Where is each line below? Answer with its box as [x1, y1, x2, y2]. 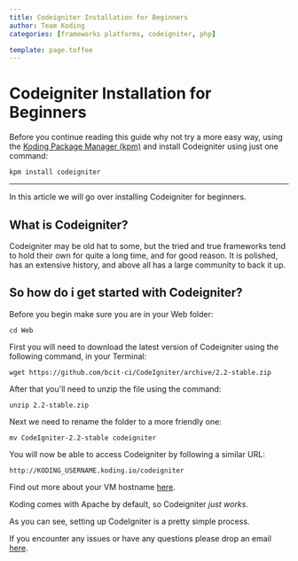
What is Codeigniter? [9, 217, 129, 232]
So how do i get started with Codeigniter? [9, 285, 243, 300]
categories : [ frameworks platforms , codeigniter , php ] [9, 29, 216, 38]
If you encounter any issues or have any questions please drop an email [9, 533, 272, 543]
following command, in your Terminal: [9, 351, 147, 362]
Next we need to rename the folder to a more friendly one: [9, 416, 222, 426]
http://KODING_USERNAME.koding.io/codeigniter [9, 466, 184, 475]
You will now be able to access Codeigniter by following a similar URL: [9, 448, 266, 459]
